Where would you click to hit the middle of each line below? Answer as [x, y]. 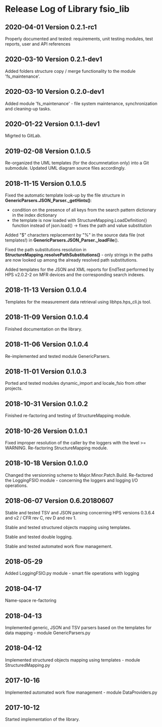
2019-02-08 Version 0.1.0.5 [48, 151]
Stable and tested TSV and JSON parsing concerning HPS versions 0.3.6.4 [80, 512]
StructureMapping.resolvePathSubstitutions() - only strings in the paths [79, 255]
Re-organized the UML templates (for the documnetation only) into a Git [77, 163]
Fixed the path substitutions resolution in [46, 250]
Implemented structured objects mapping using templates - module [72, 660]
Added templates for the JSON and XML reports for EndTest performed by [80, 269]
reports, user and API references [38, 44]
